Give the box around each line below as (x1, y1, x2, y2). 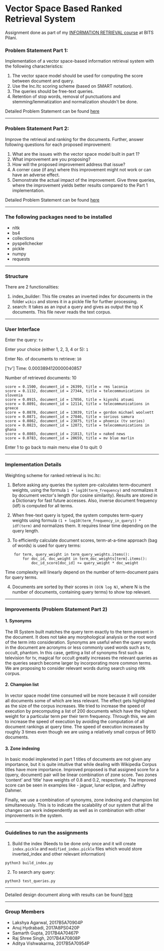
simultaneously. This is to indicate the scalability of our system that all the (5, 802, 153, 808)
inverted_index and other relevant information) (12, 851, 106, 857)
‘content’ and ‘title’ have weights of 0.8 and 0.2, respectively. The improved (5, 777, 156, 783)
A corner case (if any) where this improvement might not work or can (12, 166, 151, 172)
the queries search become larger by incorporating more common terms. (5, 660, 152, 666)
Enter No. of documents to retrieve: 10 (5, 356, 82, 362)
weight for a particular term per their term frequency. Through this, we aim (5, 713, 155, 719)
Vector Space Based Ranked (5, 3, 123, 14)
